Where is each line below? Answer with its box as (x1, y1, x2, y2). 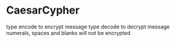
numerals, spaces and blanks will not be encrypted (6, 29, 131, 36)
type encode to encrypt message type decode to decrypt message (6, 23, 170, 30)
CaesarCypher (6, 4, 80, 17)
